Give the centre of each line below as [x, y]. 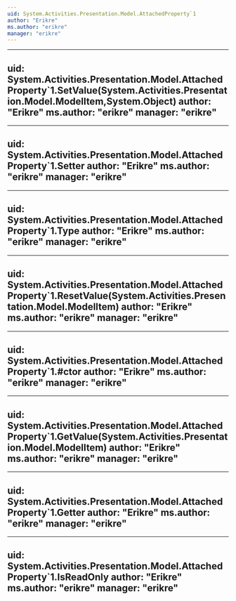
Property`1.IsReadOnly [58, 577]
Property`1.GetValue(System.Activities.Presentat [118, 436]
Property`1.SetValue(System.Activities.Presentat [117, 90]
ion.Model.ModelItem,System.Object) [92, 101]
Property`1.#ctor [45, 372]
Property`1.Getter [46, 512]
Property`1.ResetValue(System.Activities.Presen [117, 296]
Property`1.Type [44, 231]
